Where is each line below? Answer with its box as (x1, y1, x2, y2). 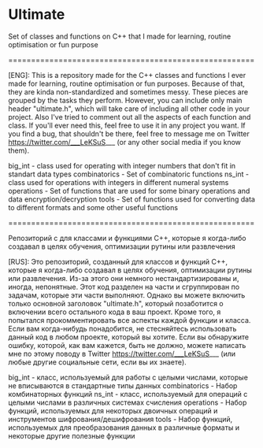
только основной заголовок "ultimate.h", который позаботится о (8, 298, 224, 308)
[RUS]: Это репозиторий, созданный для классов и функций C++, (8, 257, 228, 266)
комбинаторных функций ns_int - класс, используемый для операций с (8, 389, 248, 398)
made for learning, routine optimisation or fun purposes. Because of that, (8, 79, 246, 88)
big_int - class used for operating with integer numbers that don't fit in (8, 161, 236, 170)
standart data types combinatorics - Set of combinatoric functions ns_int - (8, 169, 250, 179)
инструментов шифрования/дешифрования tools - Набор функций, (8, 414, 233, 424)
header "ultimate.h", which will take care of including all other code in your (8, 104, 250, 113)
